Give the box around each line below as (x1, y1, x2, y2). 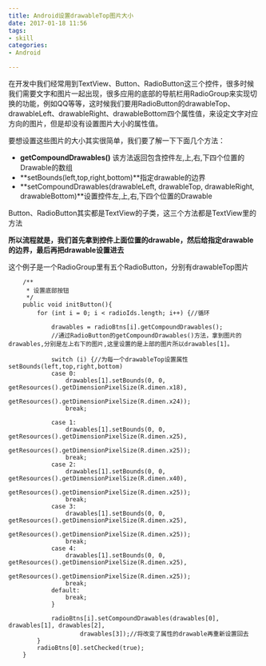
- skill (8, 34, 34, 42)
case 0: (50, 369, 77, 377)
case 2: (50, 461, 77, 469)
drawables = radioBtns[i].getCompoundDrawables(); (50, 323, 224, 331)
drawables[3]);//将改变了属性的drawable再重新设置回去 (79, 630, 249, 638)
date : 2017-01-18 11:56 (8, 19, 88, 27)
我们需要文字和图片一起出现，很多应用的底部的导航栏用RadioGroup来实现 (8, 89, 250, 98)
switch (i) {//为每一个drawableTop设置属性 (50, 356, 189, 364)
